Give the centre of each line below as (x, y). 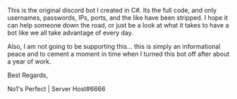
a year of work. (29, 62)
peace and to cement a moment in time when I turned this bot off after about (119, 54)
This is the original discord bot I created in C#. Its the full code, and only (112, 10)
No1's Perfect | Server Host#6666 (56, 89)
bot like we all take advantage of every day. (71, 33)
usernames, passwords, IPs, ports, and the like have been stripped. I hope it (117, 18)
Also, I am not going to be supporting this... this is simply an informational (114, 46)
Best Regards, (28, 75)
